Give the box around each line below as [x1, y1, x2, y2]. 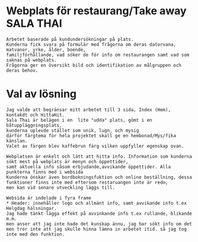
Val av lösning [6, 87, 77, 101]
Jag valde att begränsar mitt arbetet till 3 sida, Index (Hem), [6, 107, 171, 113]
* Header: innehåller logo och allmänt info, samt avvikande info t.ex [6, 200, 187, 206]
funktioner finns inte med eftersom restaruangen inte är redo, [6, 179, 168, 185]
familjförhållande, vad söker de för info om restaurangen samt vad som [6, 52, 190, 58]
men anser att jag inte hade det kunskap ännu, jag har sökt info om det [6, 221, 193, 227]
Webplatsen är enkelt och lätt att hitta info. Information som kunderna [6, 153, 193, 160]
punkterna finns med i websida [6, 169, 84, 175]
